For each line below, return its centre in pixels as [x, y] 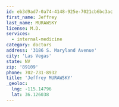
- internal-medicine [37, 39]
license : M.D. [24, 28]
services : [18, 34]
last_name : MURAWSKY [32, 23]
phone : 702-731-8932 [32, 73]
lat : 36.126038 [30, 95]
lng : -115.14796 [32, 89]
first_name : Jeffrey [32, 17]
